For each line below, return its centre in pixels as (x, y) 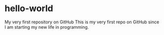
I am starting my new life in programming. (47, 27)
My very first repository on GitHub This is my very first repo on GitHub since (82, 22)
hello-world (29, 9)
